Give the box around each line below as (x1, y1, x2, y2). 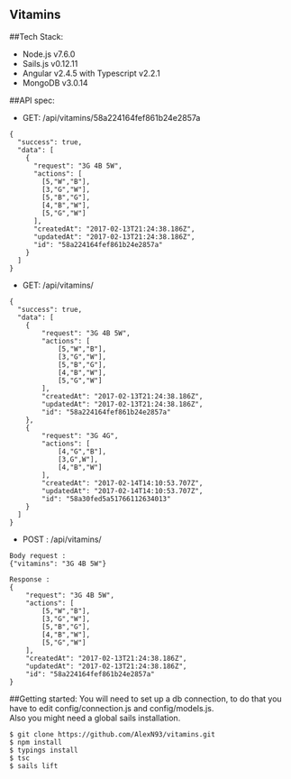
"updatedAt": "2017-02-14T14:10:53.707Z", (41, 486, 204, 495)
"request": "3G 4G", (41, 431, 119, 440)
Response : (9, 574, 50, 584)
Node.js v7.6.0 (22, 49, 76, 60)
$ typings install (9, 746, 78, 755)
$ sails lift (9, 761, 59, 770)
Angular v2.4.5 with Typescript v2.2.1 (22, 68, 160, 78)
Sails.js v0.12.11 (22, 58, 78, 69)
